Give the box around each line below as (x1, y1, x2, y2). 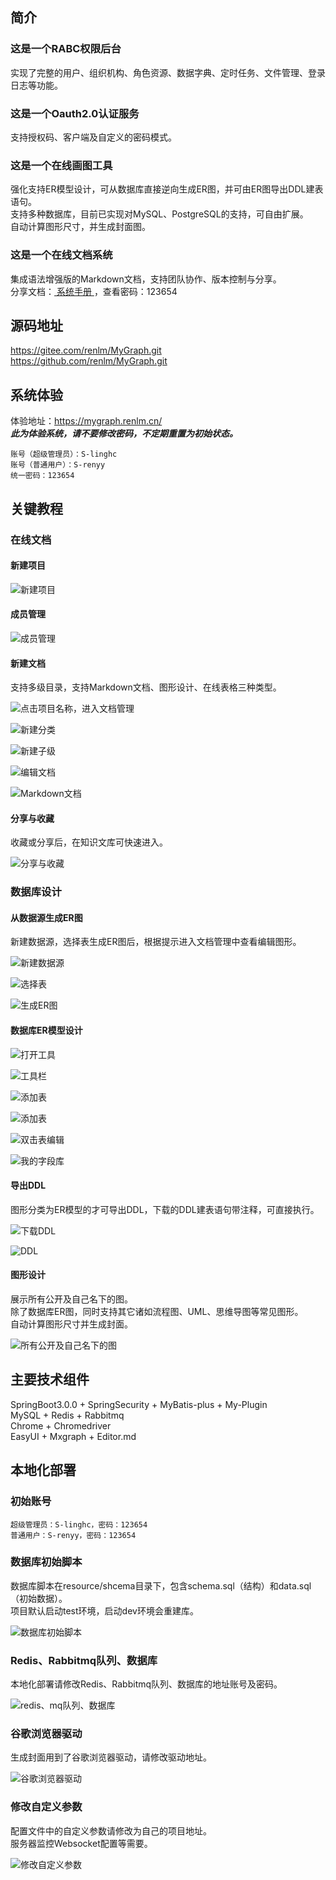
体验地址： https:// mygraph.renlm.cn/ (10, 415, 163, 427)
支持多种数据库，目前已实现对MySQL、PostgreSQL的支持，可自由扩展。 (10, 208, 309, 220)
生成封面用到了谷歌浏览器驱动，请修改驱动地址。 (10, 1751, 212, 1763)
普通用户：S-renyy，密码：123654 (10, 1530, 137, 1540)
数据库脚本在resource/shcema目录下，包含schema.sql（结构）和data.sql (10, 1579, 312, 1592)
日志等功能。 (10, 79, 63, 91)
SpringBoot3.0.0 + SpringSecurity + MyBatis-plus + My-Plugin (10, 1398, 268, 1410)
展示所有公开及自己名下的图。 (10, 1293, 133, 1305)
